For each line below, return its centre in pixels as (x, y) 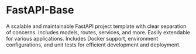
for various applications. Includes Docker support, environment (82, 38)
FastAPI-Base (40, 10)
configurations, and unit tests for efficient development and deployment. (93, 45)
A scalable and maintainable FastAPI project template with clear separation (96, 26)
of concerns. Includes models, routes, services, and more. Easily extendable (98, 32)
